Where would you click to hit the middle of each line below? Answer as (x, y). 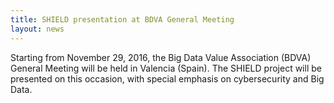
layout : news (37, 29)
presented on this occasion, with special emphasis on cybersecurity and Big (167, 78)
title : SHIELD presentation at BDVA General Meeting (122, 19)
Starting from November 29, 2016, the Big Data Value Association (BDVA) (161, 57)
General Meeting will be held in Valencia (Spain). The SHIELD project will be (166, 68)
